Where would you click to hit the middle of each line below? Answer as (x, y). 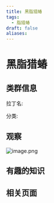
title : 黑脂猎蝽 (24, 12)
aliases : (17, 34)
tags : (13, 17)
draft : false (22, 28)
